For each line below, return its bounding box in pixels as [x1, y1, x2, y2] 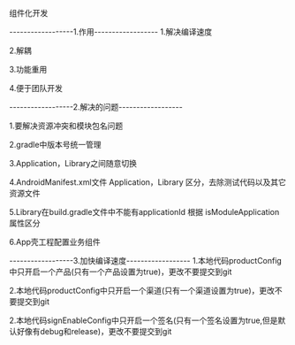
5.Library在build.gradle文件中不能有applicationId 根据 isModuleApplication [9, 207, 280, 217]
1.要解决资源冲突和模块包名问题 [9, 120, 124, 131]
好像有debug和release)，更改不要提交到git [16, 326, 172, 336]
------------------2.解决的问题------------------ [9, 102, 183, 112]
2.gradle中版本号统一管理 [9, 140, 102, 149]
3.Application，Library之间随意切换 [9, 158, 137, 168]
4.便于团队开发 [9, 83, 64, 93]
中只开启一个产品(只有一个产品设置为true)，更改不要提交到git [9, 266, 232, 277]
